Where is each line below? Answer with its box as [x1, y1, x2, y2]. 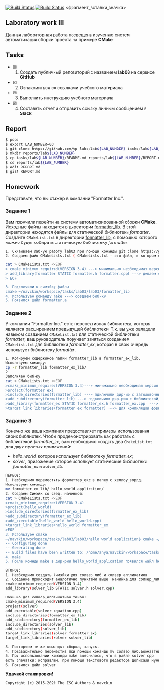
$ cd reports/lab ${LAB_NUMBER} [5, 160, 69, 165]
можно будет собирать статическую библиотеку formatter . [5, 239, 128, 245]
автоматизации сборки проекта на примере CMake [5, 37, 113, 42]
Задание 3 [5, 417, 32, 424]
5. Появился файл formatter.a [5, 298, 67, 303]
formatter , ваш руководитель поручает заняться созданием [5, 336, 130, 342]
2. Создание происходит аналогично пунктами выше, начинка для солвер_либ [5, 577, 161, 582]
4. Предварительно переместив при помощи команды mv [5, 649, 115, 653]
